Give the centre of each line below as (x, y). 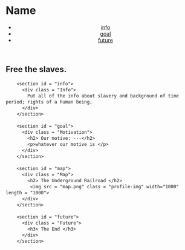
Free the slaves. (36, 69)
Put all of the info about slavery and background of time (103, 96)
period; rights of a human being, (49, 102)
